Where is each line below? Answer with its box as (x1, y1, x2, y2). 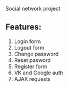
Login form (14, 38, 41, 45)
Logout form (14, 44, 45, 51)
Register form (14, 63, 48, 70)
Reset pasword (14, 56, 51, 64)
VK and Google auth (14, 69, 63, 76)
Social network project (5, 5, 61, 12)
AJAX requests (14, 75, 51, 82)
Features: (5, 22, 42, 32)
